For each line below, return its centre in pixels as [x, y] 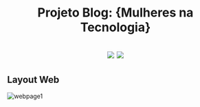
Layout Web [33, 80]
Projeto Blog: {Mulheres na [115, 13]
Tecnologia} [115, 27]
